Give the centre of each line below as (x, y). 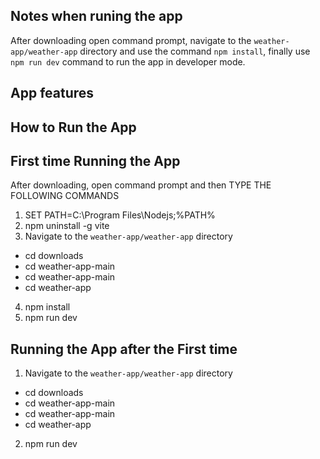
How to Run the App (73, 127)
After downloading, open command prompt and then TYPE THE (141, 185)
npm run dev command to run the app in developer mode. (128, 61)
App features (52, 93)
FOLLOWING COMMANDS (65, 196)
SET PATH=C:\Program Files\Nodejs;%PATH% (120, 215)
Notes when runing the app (96, 16)
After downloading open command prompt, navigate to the (131, 40)
